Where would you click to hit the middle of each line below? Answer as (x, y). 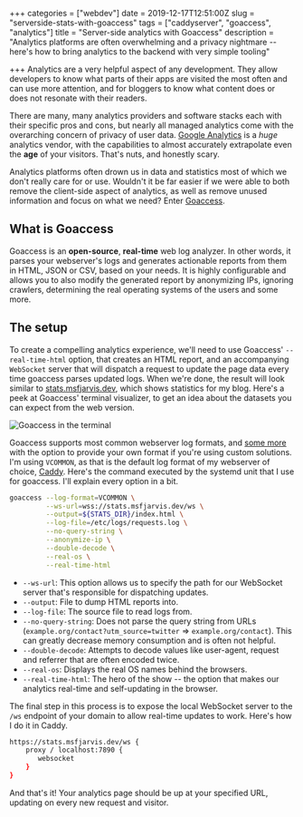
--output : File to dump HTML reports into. (100, 601)
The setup (38, 328)
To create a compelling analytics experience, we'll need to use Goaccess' (147, 349)
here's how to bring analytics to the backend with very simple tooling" (140, 52)
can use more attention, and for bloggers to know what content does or (142, 88)
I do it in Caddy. (38, 725)
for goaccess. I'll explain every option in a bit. (94, 481)
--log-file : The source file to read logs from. (107, 611)
